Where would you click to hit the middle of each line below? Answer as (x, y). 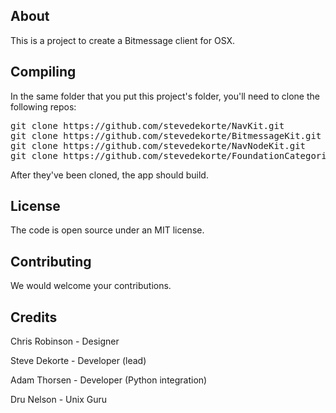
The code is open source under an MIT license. (107, 230)
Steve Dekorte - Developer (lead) (78, 361)
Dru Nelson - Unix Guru (58, 400)
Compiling (43, 72)
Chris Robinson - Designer (65, 341)
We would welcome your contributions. (91, 286)
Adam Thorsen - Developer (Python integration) (109, 380)
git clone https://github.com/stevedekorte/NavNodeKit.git (158, 145)
